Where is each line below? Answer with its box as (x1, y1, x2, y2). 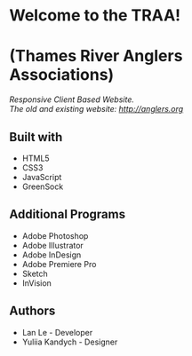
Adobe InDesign (21, 249, 82, 260)
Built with (9, 130, 63, 145)
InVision (21, 277, 52, 289)
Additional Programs (9, 207, 126, 222)
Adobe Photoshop (21, 230, 89, 241)
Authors (9, 304, 56, 319)
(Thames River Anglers (9, 46, 183, 67)
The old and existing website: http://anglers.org (9, 104, 184, 115)
